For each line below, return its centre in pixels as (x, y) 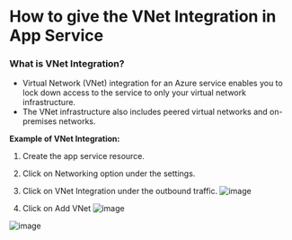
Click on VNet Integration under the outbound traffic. (120, 191)
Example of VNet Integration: (65, 139)
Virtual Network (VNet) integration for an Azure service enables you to (152, 84)
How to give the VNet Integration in (143, 17)
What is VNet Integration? (67, 64)
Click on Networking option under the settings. (109, 173)
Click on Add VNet (57, 209)
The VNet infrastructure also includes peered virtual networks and (145, 112)
